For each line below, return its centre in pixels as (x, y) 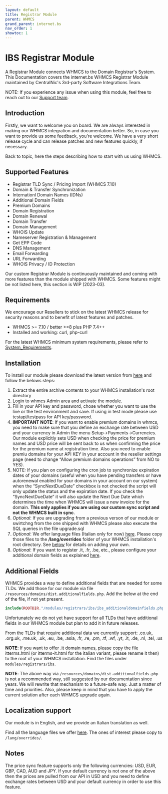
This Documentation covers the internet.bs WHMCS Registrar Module (77, 77)
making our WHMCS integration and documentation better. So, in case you (82, 130)
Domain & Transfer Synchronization (49, 189)
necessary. (17, 146)
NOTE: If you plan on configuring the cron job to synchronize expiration (86, 470)
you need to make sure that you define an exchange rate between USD (85, 428)
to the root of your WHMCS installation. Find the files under (66, 658)
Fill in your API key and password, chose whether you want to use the (84, 406)
